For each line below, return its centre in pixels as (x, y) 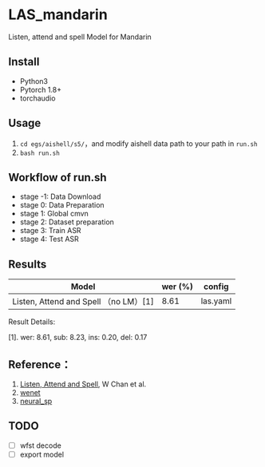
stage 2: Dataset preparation (67, 222)
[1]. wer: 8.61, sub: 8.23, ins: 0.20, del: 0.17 (78, 338)
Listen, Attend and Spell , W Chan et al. (83, 384)
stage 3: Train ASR (50, 231)
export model (42, 454)
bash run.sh (40, 153)
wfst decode (40, 445)
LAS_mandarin (58, 15)
